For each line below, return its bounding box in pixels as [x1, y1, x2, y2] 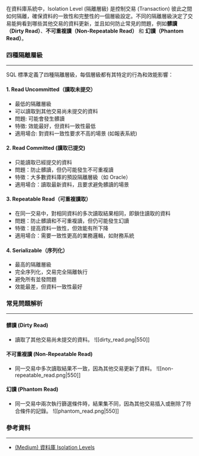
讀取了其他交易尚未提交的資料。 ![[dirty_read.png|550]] [14, 336, 150, 343]
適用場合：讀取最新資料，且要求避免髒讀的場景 [14, 181, 129, 188]
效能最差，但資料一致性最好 [14, 283, 83, 290]
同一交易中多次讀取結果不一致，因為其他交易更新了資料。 [14, 365, 155, 372]
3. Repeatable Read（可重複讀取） [6, 195, 92, 203]
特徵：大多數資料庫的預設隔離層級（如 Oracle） [14, 174, 131, 181]
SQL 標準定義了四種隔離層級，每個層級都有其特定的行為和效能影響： [6, 71, 174, 78]
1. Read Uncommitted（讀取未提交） [6, 85, 96, 93]
